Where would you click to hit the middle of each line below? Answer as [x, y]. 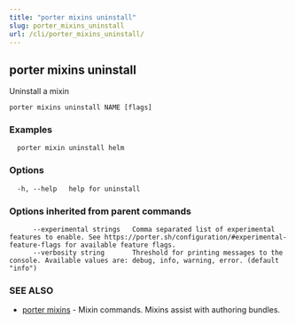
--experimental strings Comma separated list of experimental [154, 230]
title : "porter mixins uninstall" [73, 17]
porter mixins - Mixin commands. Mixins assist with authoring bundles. [151, 310]
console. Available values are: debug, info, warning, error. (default [144, 261]
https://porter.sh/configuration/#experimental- [196, 237]
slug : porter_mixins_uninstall [67, 26]
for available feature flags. [120, 245]
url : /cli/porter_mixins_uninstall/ [77, 34]
